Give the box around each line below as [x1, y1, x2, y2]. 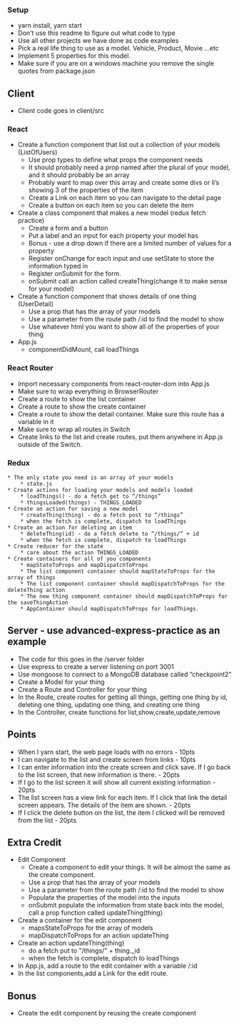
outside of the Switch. [17, 440, 83, 448]
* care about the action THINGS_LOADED [20, 549, 139, 556]
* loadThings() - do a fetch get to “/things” [20, 493, 161, 500]
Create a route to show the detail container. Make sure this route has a [17, 409, 225, 418]
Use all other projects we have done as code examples [17, 36, 179, 45]
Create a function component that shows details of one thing [17, 292, 197, 301]
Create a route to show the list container [17, 394, 136, 403]
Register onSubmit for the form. [28, 269, 121, 278]
